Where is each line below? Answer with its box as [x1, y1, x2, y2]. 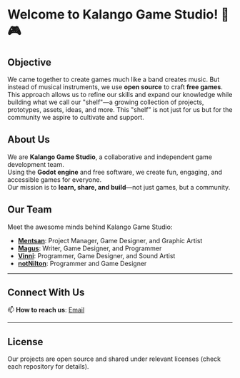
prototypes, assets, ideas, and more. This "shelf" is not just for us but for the [7, 106, 233, 113]
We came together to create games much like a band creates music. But [7, 75, 220, 83]
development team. [7, 160, 64, 168]
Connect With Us [7, 287, 85, 299]
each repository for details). [7, 362, 89, 371]
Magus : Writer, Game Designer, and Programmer [17, 244, 162, 252]
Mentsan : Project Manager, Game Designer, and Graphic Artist [17, 236, 203, 245]
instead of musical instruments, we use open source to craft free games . [7, 83, 223, 91]
